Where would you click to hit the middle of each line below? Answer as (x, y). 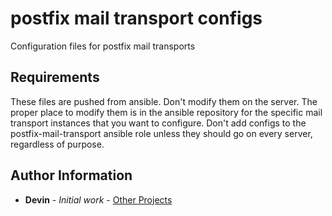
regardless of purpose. (57, 144)
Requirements (55, 77)
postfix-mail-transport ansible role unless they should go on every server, (161, 133)
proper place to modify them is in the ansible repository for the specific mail (166, 112)
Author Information (71, 175)
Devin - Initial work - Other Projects (98, 199)
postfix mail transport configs (136, 18)
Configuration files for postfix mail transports (103, 46)
